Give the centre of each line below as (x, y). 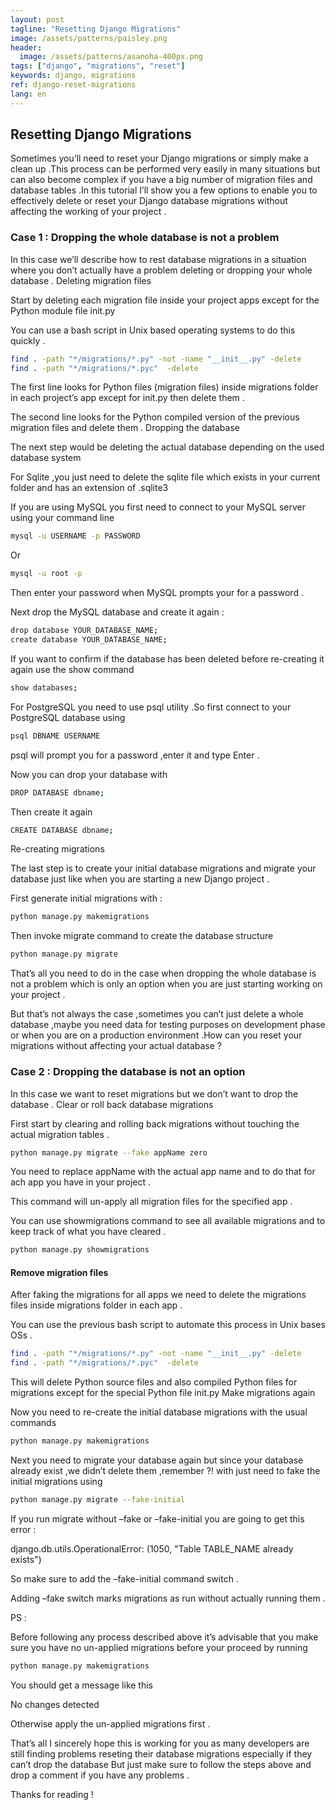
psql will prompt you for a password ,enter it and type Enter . (135, 755)
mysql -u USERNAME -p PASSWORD (75, 536)
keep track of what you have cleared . (88, 1232)
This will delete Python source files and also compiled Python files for (154, 1382)
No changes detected (55, 1704)
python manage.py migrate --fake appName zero (109, 1152)
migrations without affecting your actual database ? (116, 1046)
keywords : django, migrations (73, 76)
